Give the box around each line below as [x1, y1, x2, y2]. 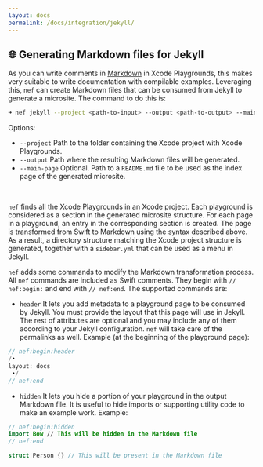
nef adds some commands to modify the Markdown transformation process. [8, 268, 254, 277]
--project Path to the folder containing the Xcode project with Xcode [19, 138, 243, 148]
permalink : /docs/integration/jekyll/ [8, 19, 135, 27]
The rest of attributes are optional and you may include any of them [19, 316, 237, 326]
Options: [8, 123, 36, 133]
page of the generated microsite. [19, 172, 126, 181]
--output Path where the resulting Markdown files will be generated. [19, 155, 240, 165]
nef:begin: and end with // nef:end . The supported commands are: [8, 284, 228, 294]
